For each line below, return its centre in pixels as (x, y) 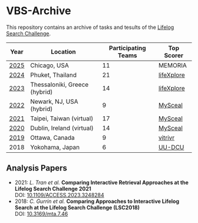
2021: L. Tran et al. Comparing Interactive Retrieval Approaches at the (101, 182)
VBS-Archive (39, 11)
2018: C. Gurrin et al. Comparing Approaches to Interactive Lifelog (97, 201)
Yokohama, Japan (55, 147)
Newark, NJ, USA (54, 101)
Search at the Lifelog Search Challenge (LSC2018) (77, 207)
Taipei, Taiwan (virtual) (62, 118)
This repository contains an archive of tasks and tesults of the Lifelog (90, 27)
